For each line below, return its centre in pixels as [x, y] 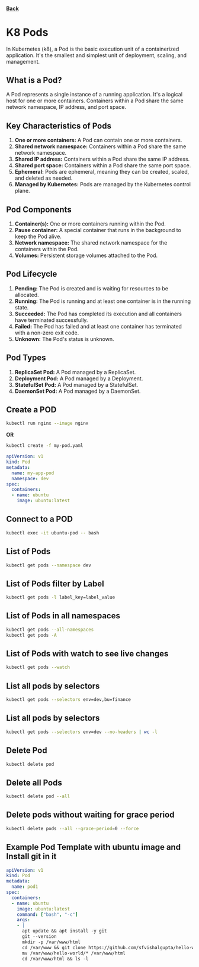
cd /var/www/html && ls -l [55, 959]
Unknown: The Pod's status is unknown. [64, 339]
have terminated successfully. [51, 320]
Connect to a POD [39, 519]
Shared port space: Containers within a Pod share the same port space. [103, 165]
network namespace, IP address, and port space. [66, 107]
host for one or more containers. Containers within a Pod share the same [95, 101]
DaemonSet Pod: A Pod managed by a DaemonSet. [78, 391]
